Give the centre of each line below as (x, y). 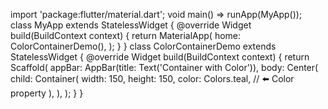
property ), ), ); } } (47, 93)
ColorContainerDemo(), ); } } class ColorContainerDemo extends (143, 46)
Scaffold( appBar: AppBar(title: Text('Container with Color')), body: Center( (164, 67)
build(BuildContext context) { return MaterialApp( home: (126, 35)
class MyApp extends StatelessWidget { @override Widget (131, 25)
